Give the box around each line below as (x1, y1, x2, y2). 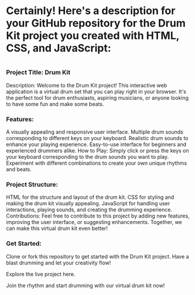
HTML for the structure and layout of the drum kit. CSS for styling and (6, 194, 175, 201)
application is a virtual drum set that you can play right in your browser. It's (6, 88, 186, 95)
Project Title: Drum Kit (6, 69, 71, 77)
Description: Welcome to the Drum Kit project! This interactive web (6, 82, 167, 89)
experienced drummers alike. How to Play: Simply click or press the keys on (6, 147, 189, 154)
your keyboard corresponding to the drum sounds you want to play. (6, 154, 169, 161)
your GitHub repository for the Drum (6, 16, 186, 30)
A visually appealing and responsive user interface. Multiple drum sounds (6, 128, 183, 135)
